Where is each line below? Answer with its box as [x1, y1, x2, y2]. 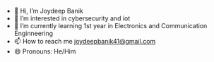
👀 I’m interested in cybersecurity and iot [13, 14, 131, 23]
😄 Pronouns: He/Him [13, 47, 76, 56]
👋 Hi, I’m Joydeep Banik [13, 7, 83, 15]
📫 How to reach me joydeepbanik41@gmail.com [13, 37, 156, 45]
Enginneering [13, 29, 53, 37]
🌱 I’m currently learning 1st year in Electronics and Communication [13, 22, 208, 30]
